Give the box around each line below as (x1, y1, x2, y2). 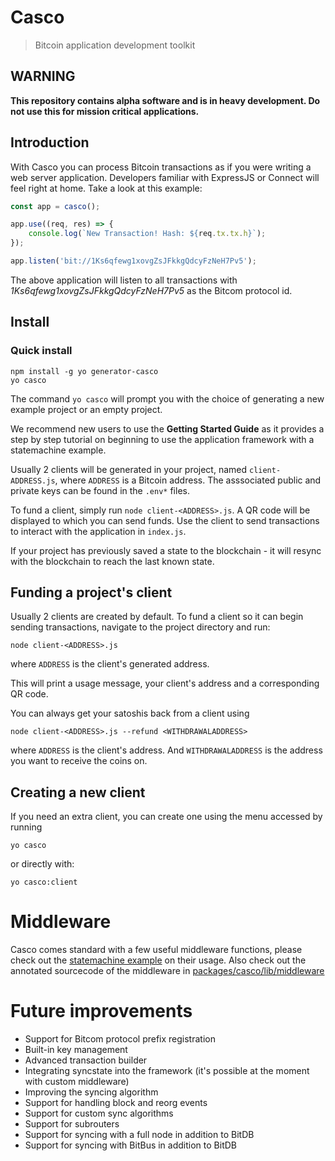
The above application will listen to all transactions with (10, 274, 238, 286)
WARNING (10, 68, 76, 85)
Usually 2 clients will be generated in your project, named (10, 463, 248, 475)
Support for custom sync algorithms (24, 1107, 174, 1120)
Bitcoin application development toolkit (34, 39, 196, 51)
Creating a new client (10, 784, 146, 801)
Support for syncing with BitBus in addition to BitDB (24, 1139, 237, 1151)
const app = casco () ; (10, 201, 101, 211)
